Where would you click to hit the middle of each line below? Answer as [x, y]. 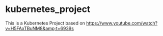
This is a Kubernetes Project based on [45, 23]
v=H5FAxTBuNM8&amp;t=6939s [39, 28]
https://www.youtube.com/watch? [122, 23]
